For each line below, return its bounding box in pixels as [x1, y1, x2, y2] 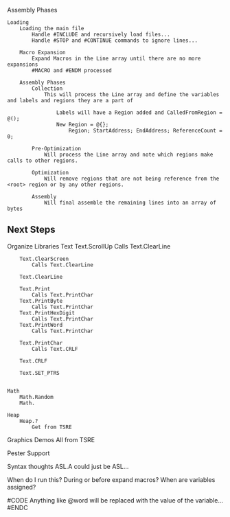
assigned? [7, 483, 36, 491]
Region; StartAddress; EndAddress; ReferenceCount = [68, 127, 223, 134]
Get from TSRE [32, 424, 72, 430]
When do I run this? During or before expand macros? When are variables [7, 475, 216, 483]
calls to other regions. [7, 157, 78, 164]
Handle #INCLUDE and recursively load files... [32, 31, 170, 38]
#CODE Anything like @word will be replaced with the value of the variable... [7, 496, 223, 504]
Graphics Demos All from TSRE [7, 435, 95, 444]
